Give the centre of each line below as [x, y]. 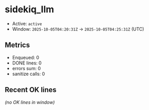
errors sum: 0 [27, 68]
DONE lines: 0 [27, 63]
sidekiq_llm [30, 9]
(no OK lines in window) [30, 102]
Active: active [27, 24]
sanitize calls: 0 [29, 74]
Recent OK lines [31, 90]
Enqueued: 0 [26, 57]
